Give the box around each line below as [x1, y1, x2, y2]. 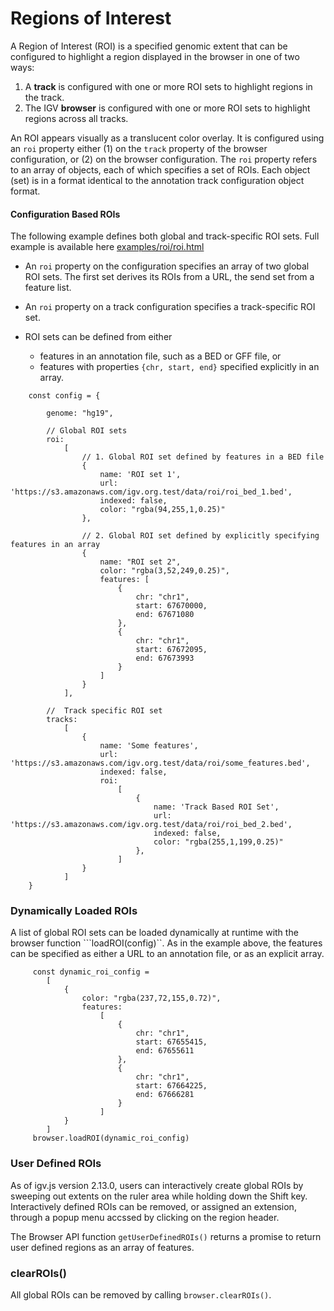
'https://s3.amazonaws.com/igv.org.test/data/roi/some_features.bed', [10, 758, 311, 769]
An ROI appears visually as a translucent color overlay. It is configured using [10, 132, 325, 144]
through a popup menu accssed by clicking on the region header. [10, 1211, 280, 1223]
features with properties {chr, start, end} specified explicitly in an [39, 361, 320, 373]
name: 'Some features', [99, 741, 199, 751]
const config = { [28, 391, 101, 401]
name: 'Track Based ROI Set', [153, 802, 280, 812]
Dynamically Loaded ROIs [10, 904, 138, 918]
